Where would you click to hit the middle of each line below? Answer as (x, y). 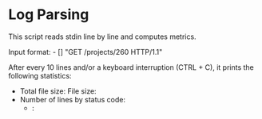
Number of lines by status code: (73, 99)
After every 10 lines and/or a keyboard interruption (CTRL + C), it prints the (131, 67)
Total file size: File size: (58, 91)
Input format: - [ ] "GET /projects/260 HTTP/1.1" (85, 52)
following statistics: (40, 75)
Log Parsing (49, 15)
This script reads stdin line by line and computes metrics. (103, 36)
